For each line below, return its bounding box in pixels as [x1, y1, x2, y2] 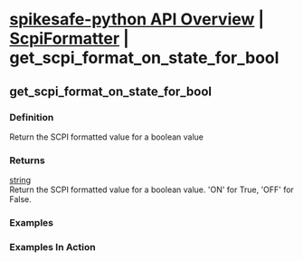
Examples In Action [9, 241, 97, 254]
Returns [9, 154, 45, 167]
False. [9, 194, 32, 205]
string [9, 175, 32, 186]
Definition [9, 111, 54, 123]
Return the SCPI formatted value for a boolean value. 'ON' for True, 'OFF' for [9, 184, 294, 195]
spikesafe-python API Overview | [9, 9, 265, 30]
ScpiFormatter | [9, 28, 129, 49]
